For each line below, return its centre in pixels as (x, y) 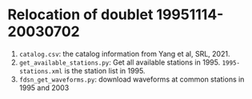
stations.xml (41, 71)
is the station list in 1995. (105, 70)
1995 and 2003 (44, 87)
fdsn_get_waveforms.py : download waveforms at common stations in (132, 79)
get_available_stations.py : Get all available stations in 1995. (120, 62)
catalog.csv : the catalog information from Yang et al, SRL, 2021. (124, 53)
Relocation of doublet (80, 15)
